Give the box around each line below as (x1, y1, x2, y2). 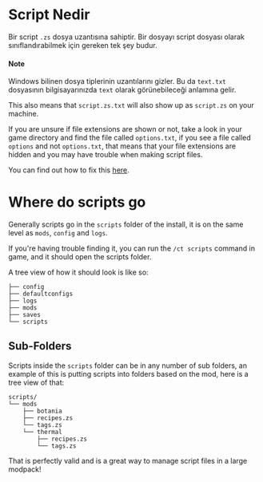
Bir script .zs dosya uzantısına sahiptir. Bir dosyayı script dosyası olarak (8, 32, 245, 41)
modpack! (8, 464, 42, 474)
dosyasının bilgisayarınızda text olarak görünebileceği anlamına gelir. (8, 85, 237, 95)
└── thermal (22, 428, 62, 436)
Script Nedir (8, 6, 90, 24)
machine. (8, 109, 39, 119)
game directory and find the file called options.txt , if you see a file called (8, 133, 252, 143)
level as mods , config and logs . (8, 228, 108, 238)
